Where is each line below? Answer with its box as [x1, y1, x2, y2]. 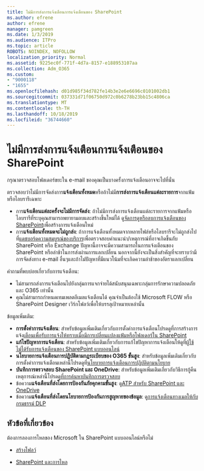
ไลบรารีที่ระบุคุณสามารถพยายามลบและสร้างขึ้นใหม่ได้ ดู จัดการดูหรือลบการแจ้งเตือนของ [15, 214, 186, 222]
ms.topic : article [7, 43, 53, 49]
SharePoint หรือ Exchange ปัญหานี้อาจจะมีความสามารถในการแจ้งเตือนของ [15, 242, 174, 249]
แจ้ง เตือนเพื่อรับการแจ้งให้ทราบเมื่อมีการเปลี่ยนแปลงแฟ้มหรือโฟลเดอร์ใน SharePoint [15, 331, 187, 339]
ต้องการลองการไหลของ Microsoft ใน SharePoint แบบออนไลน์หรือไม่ [7, 434, 154, 441]
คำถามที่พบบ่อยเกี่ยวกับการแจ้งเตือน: [7, 267, 80, 275]
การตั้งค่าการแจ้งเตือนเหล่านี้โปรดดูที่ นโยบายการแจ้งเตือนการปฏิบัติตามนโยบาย [15, 359, 171, 366]
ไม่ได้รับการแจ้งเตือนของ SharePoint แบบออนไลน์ [15, 345, 120, 353]
